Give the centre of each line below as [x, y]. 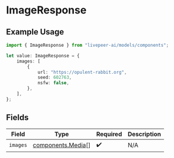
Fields [18, 118]
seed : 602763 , [54, 78]
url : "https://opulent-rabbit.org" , [82, 72]
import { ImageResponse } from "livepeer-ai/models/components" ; [87, 45]
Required [109, 134]
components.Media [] [62, 145]
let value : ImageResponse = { [43, 56]
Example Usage [35, 32]
